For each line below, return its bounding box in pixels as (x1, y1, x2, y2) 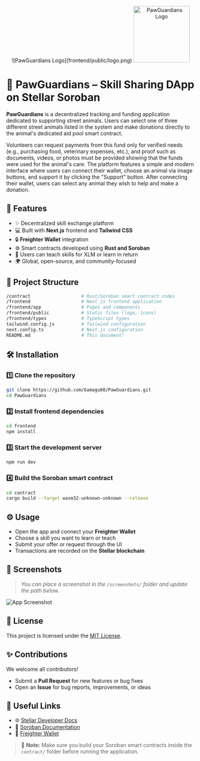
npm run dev (6, 459, 36, 466)
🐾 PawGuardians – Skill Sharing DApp (6, 78, 195, 91)
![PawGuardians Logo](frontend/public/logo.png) (11, 57, 132, 64)
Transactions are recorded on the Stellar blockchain (14, 547, 145, 555)
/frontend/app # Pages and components (6, 304, 141, 310)
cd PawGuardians (6, 393, 47, 399)
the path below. (20, 587, 60, 594)
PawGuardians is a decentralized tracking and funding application (6, 110, 170, 117)
